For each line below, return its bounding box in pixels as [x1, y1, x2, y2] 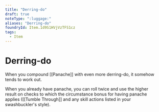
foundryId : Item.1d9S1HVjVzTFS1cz [5, 25, 76, 30]
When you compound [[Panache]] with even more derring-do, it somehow [5, 71, 155, 77]
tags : [5, 30, 16, 35]
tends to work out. [5, 76, 42, 82]
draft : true [5, 12, 29, 17]
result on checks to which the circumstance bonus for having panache [5, 91, 147, 97]
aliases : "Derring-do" [5, 20, 51, 26]
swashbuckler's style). [5, 101, 50, 107]
